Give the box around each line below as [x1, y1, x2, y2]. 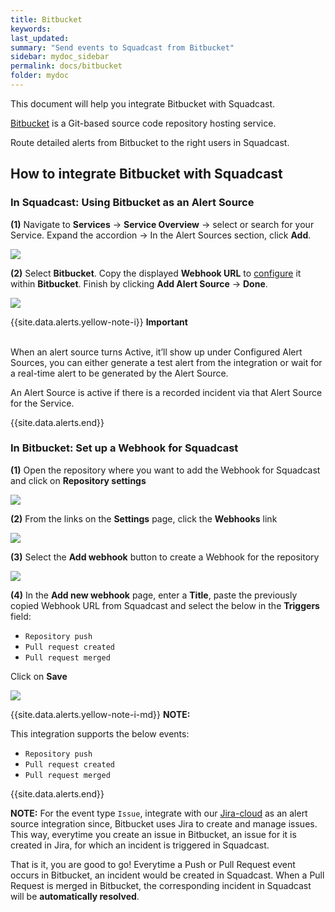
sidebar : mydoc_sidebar [10, 52, 110, 62]
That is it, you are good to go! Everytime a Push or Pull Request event [10, 858, 296, 870]
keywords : [10, 24, 52, 34]
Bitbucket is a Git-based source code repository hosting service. [10, 117, 277, 129]
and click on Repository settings [10, 474, 147, 486]
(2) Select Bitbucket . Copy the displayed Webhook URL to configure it [10, 267, 302, 279]
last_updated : [10, 33, 70, 43]
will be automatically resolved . [10, 890, 140, 902]
